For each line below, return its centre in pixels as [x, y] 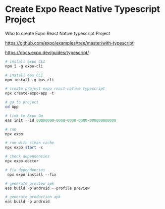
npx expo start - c [24, 148]
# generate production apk [33, 197]
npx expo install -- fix [32, 174]
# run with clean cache [30, 143]
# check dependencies [27, 157]
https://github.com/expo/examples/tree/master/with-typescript [69, 43]
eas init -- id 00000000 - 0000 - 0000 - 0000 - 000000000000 [61, 120]
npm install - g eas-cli [30, 80]
